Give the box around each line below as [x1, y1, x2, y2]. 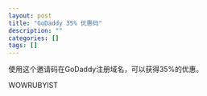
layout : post [8, 11, 52, 20]
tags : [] [8, 42, 38, 50]
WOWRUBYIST [8, 81, 59, 90]
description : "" [8, 26, 63, 34]
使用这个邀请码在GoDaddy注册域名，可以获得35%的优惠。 [8, 65, 204, 74]
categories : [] [8, 34, 60, 42]
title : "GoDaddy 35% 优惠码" [8, 19, 103, 27]
